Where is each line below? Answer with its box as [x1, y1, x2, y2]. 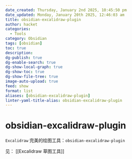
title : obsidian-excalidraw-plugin [5, 17, 81, 22]
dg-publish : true [5, 55, 42, 60]
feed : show [5, 83, 29, 88]
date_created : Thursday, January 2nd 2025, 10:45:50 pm [5, 7, 127, 13]
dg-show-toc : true [5, 70, 45, 75]
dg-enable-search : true [5, 60, 56, 65]
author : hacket [5, 21, 38, 27]
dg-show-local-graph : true [5, 64, 63, 70]
